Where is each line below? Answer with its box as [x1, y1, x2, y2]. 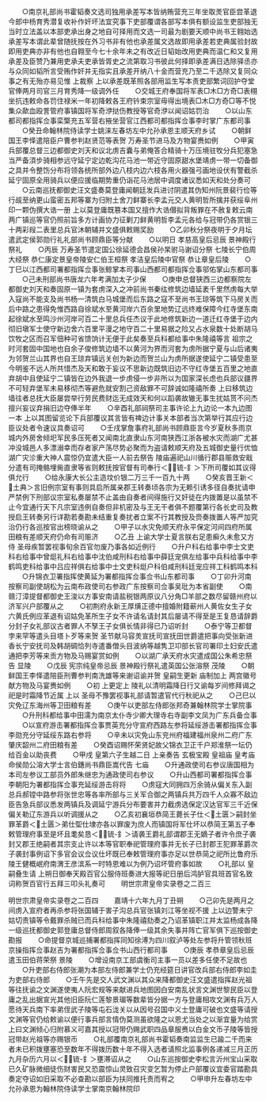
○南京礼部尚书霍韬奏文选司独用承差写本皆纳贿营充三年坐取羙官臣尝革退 [21, 7, 257, 16]
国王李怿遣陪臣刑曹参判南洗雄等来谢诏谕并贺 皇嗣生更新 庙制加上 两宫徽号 [14, 671, 257, 680]
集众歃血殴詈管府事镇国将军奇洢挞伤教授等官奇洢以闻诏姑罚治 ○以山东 [8, 106, 253, 115]
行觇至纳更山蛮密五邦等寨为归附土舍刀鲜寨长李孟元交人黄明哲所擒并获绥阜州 [8, 195, 258, 205]
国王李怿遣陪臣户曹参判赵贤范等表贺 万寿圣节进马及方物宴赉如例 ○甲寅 [8, 136, 255, 145]
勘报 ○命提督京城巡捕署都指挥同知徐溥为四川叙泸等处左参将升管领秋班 [8, 935, 253, 945]
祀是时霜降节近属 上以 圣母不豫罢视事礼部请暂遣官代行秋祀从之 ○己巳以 [8, 690, 256, 700]
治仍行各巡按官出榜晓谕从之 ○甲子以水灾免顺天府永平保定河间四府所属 [8, 522, 253, 531]
